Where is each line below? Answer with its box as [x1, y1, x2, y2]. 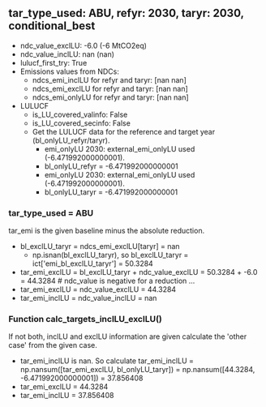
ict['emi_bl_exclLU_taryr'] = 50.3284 [32, 259, 154, 268]
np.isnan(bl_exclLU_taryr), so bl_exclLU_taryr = [32, 251, 189, 260]
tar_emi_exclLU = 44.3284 [19, 382, 109, 392]
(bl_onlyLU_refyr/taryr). [32, 135, 110, 145]
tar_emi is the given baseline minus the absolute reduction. [8, 226, 205, 236]
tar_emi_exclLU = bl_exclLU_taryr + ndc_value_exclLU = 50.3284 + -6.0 [19, 268, 258, 277]
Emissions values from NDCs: [19, 66, 119, 76]
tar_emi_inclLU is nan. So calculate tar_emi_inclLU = [19, 356, 195, 366]
